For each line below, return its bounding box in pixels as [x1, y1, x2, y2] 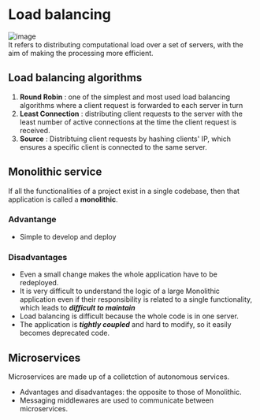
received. [19, 125, 50, 135]
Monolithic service [8, 165, 102, 179]
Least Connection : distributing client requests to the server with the [19, 109, 243, 118]
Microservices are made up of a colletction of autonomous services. [8, 372, 230, 381]
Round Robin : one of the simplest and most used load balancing [19, 92, 231, 102]
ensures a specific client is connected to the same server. [19, 142, 207, 151]
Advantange [8, 214, 57, 225]
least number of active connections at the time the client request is [19, 117, 237, 127]
